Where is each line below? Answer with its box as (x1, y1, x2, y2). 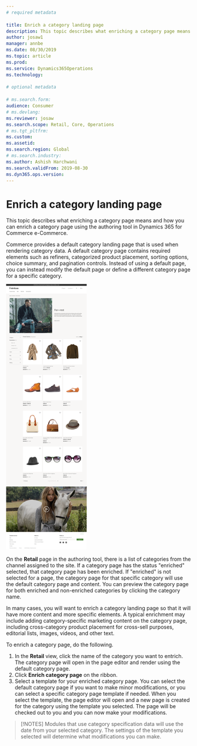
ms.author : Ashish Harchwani (6, 159, 78, 165)
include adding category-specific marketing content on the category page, (6, 617, 187, 624)
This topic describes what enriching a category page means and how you (6, 217, 185, 224)
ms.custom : (6, 134, 33, 140)
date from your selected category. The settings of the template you (20, 727, 183, 734)
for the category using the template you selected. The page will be (14, 703, 176, 710)
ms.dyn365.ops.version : (6, 171, 65, 177)
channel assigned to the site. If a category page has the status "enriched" (6, 562, 185, 569)
